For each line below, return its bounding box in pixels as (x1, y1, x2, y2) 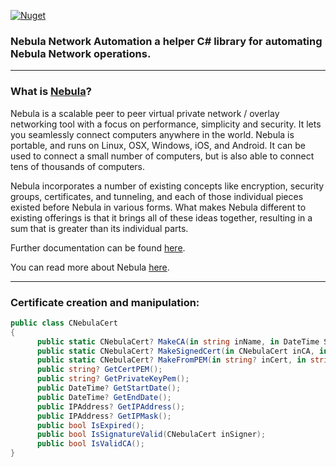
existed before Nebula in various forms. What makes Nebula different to (10, 201, 307, 213)
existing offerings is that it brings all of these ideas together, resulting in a (10, 211, 313, 224)
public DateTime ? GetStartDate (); (36, 383, 182, 394)
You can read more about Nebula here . (10, 261, 170, 273)
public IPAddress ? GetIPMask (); (36, 411, 172, 421)
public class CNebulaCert (10, 318, 118, 328)
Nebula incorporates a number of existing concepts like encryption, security (10, 180, 325, 192)
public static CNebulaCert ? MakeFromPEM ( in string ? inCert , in (36, 355, 307, 365)
